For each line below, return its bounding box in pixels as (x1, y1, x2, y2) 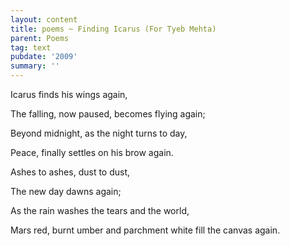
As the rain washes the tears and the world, (10, 205, 190, 216)
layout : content (10, 14, 78, 25)
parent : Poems (10, 33, 70, 43)
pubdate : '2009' (10, 52, 78, 62)
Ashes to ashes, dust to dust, (10, 166, 131, 178)
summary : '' (10, 61, 60, 71)
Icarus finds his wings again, (10, 89, 128, 100)
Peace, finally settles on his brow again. (10, 147, 174, 158)
